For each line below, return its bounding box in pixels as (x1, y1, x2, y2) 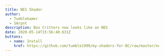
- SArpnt (9, 20, 27, 26)
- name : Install (9, 39, 42, 44)
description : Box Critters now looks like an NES (5, 25, 108, 30)
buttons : (5, 35, 23, 39)
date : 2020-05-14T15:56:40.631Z (5, 30, 71, 35)
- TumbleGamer (9, 16, 38, 21)
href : (14, 43, 25, 48)
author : (5, 12, 21, 17)
